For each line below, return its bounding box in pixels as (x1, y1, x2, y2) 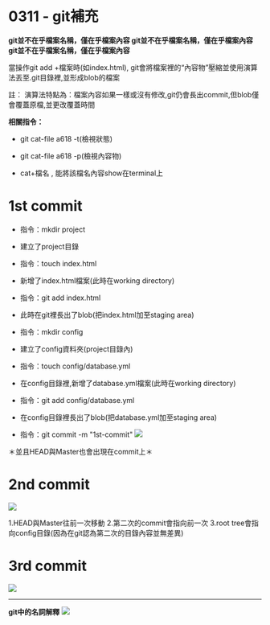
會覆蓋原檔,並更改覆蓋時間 (8, 100, 96, 109)
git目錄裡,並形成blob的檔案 (31, 72, 121, 82)
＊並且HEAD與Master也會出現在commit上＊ (8, 446, 153, 456)
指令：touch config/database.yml (19, 361, 131, 371)
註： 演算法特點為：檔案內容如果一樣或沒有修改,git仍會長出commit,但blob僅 (8, 89, 260, 99)
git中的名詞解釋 (8, 606, 60, 616)
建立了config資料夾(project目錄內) (19, 343, 133, 354)
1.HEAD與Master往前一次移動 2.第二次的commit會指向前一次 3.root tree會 (8, 518, 252, 528)
